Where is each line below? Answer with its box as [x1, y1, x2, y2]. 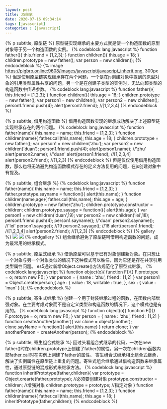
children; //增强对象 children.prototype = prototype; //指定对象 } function [5, 382, 154, 388]
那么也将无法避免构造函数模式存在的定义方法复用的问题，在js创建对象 [13, 163, 157, 170]
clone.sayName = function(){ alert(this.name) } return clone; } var [5, 324, 139, 330]
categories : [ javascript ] [5, 26, 61, 31]
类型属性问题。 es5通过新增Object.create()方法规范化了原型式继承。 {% [5, 263, 153, 269]
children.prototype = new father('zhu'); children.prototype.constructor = [5, 202, 153, 207]
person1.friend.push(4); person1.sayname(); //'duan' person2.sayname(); [5, 217, 155, 223]
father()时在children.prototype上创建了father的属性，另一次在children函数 [5, 346, 157, 352]
